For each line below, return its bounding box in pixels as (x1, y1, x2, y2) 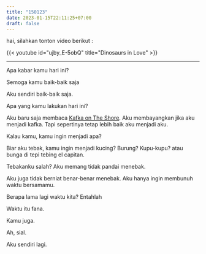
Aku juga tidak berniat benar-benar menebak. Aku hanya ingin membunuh (6, 175, 193, 182)
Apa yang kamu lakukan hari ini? (6, 102, 88, 110)
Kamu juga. (6, 217, 35, 225)
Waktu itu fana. (6, 205, 45, 212)
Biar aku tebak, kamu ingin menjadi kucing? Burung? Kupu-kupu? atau (6, 145, 183, 152)
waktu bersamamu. (6, 182, 55, 189)
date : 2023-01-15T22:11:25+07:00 (6, 15, 92, 21)
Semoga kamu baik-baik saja (6, 79, 80, 86)
